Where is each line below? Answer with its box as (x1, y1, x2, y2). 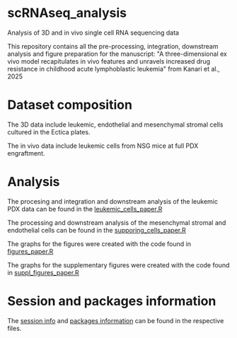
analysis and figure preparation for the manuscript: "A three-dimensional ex (7, 49, 228, 58)
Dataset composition (7, 97, 133, 113)
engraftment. (7, 148, 45, 157)
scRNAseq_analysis (7, 5, 127, 21)
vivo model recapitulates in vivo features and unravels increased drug (7, 57, 211, 65)
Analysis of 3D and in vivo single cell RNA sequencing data (7, 28, 179, 37)
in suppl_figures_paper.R (7, 268, 79, 276)
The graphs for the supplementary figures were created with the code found (7, 260, 230, 269)
